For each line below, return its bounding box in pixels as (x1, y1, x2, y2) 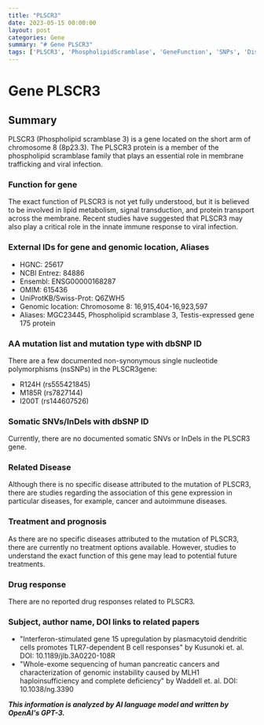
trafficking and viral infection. (8, 159, 104, 169)
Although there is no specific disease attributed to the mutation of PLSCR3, (8, 480, 251, 489)
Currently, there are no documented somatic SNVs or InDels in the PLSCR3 (8, 434, 251, 444)
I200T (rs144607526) (19, 396, 89, 406)
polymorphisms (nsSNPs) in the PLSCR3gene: (8, 364, 157, 374)
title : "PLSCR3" (8, 11, 61, 20)
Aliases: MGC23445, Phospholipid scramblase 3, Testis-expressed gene (19, 310, 255, 319)
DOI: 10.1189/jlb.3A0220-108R (19, 651, 115, 660)
